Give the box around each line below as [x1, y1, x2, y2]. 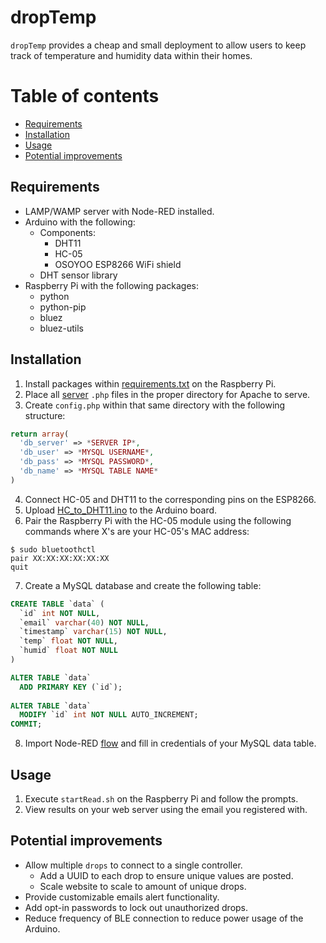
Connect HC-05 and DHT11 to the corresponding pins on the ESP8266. [24, 493, 317, 505]
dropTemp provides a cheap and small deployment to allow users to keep [10, 39, 307, 51]
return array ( [10, 429, 70, 439]
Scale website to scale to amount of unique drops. [39, 880, 247, 892]
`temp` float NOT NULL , [19, 636, 118, 646]
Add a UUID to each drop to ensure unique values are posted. [39, 869, 294, 881]
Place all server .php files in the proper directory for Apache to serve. [24, 388, 311, 400]
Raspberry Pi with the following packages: [24, 279, 199, 291]
